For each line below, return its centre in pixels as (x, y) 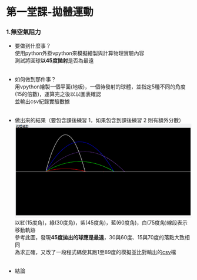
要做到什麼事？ (33, 46)
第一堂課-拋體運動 (50, 12)
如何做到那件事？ (35, 80)
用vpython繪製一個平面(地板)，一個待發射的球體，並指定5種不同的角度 (100, 87)
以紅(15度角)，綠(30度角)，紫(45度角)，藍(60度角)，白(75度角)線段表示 (101, 222)
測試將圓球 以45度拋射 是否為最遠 (54, 61)
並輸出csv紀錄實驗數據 (42, 101)
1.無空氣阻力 (24, 32)
